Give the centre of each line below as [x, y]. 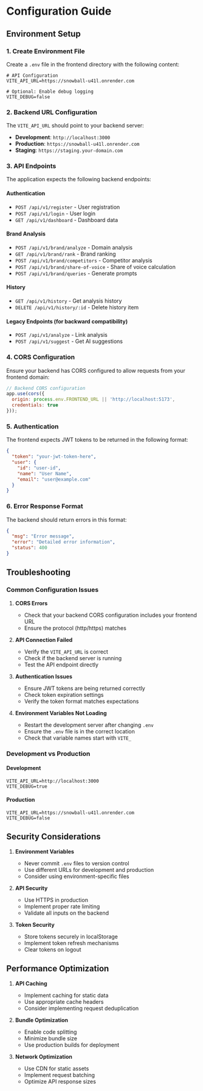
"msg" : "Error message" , [43, 536]
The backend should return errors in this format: [67, 519]
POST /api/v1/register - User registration [67, 207]
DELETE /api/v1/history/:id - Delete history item [77, 308]
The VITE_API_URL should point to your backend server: [75, 126]
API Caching [31, 983]
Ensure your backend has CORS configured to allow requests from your [96, 370]
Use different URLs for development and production [89, 870]
